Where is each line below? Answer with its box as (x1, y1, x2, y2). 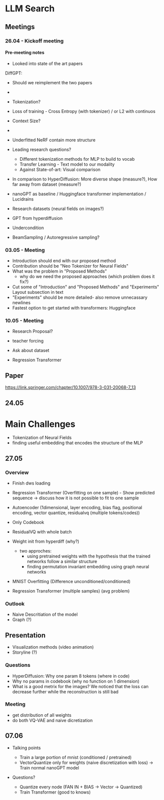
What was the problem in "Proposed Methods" (12, 268, 107, 274)
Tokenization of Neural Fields (12, 435, 72, 441)
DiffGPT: (5, 70, 23, 76)
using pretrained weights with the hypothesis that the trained (27, 553, 151, 559)
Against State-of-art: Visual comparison (19, 166, 101, 173)
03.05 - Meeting (5, 246, 45, 253)
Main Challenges (5, 418, 75, 429)
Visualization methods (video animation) (12, 644, 94, 650)
